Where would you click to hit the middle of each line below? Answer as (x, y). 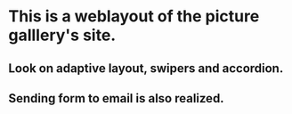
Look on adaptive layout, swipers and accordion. (146, 68)
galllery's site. (62, 35)
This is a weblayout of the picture (134, 16)
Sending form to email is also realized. (116, 98)
